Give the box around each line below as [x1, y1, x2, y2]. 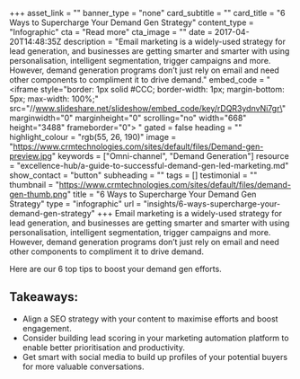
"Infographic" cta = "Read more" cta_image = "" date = [9, 27, 213, 37]
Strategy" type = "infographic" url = [9, 198, 142, 209]
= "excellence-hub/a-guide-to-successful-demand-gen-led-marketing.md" [9, 161, 289, 171]
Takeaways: [9, 289, 79, 304]
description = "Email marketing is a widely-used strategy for [63, 36, 286, 47]
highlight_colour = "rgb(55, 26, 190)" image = [9, 132, 177, 142]
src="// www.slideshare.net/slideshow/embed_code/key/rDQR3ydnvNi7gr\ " [9, 103, 286, 113]
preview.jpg [9, 151, 52, 161]
